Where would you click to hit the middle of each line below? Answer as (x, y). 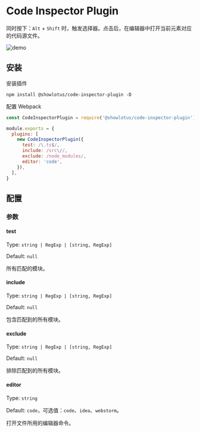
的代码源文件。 (24, 35)
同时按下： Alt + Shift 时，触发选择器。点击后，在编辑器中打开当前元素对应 (99, 28)
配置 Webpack (24, 106)
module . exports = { (30, 128)
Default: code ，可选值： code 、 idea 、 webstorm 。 (64, 410)
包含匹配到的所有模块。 (35, 319)
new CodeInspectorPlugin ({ (50, 139)
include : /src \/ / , (45, 151)
